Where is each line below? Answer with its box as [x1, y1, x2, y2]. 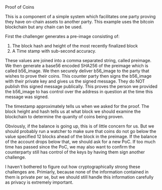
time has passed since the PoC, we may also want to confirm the [5, 144, 136, 149]
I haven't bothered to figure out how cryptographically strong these [5, 164, 141, 169]
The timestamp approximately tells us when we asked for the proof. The [5, 104, 150, 109]
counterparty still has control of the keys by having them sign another [5, 149, 145, 155]
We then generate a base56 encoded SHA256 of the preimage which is [5, 63, 149, 68]
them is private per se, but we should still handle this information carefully [5, 174, 154, 180]
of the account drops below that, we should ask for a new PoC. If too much [5, 139, 156, 145]
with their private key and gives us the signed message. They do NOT [5, 78, 145, 84]
